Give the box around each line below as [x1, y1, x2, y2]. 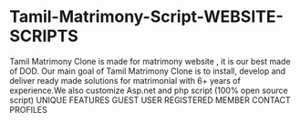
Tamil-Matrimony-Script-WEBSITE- [9, 6, 284, 27]
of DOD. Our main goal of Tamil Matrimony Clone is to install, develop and [9, 66, 286, 76]
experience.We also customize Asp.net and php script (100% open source [9, 85, 289, 96]
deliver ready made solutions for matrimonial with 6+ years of [9, 75, 242, 86]
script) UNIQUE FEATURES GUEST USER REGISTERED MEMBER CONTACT [9, 94, 291, 106]
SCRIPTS [9, 25, 79, 46]
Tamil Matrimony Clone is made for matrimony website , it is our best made [9, 56, 291, 66]
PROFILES [9, 104, 47, 115]
